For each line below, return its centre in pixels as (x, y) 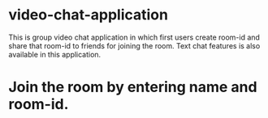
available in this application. (55, 54)
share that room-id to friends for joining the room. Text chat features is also (134, 45)
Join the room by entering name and (133, 87)
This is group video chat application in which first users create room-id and (134, 37)
